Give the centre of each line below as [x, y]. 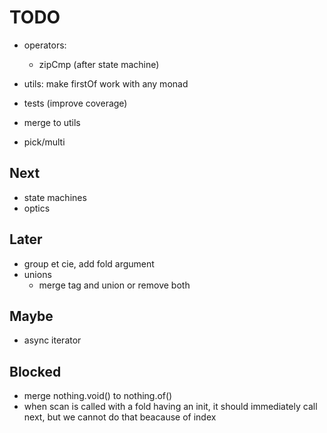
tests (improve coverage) [75, 103]
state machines [55, 197]
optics [37, 208]
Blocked [35, 371]
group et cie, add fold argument [89, 263]
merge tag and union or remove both [114, 285]
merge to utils [52, 122]
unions [37, 274]
